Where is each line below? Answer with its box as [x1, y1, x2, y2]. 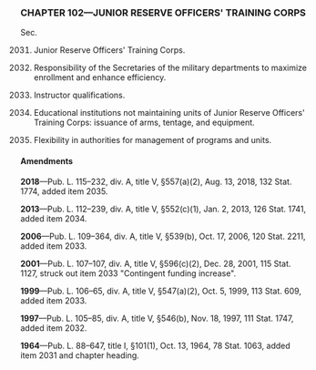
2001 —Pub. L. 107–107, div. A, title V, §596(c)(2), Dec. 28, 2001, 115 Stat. [20, 258, 291, 269]
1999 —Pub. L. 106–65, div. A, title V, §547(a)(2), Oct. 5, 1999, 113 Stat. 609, [20, 285, 302, 296]
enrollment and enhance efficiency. [33, 72, 167, 83]
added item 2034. [20, 212, 87, 224]
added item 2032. [20, 322, 87, 334]
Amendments [20, 155, 73, 166]
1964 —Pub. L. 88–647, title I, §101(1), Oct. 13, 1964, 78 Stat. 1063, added [20, 340, 291, 351]
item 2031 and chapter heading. [20, 349, 140, 361]
